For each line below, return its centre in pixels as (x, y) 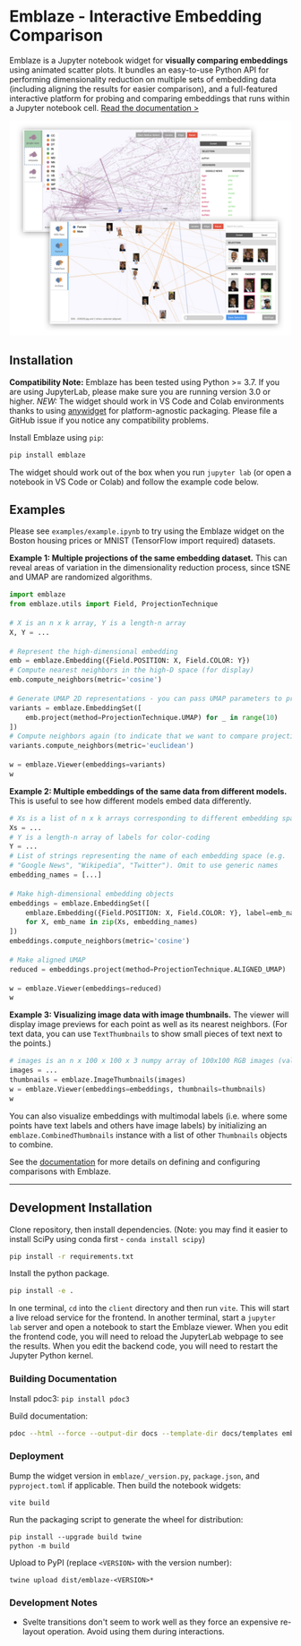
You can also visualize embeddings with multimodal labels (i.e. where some (149, 1116)
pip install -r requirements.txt (72, 1256)
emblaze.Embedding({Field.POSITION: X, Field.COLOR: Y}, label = (148, 913)
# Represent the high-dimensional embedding (94, 651)
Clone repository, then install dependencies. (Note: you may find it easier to (149, 1230)
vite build (30, 1503)
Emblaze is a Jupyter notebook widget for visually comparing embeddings (149, 60)
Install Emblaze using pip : (57, 437)
